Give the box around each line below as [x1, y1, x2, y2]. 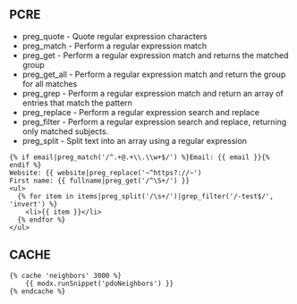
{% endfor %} [17, 215, 66, 224]
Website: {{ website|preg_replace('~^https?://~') [9, 168, 202, 177]
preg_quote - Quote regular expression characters [21, 30, 208, 41]
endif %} [9, 160, 42, 169]
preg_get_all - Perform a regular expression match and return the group [21, 69, 286, 80]
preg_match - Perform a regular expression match [21, 40, 208, 51]
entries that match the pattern [21, 97, 132, 108]
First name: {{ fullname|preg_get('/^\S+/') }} [9, 176, 191, 185]
